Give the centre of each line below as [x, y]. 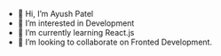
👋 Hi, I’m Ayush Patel [55, 14]
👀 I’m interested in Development [76, 23]
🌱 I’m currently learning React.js [76, 32]
